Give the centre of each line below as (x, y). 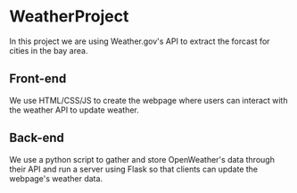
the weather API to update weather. (74, 110)
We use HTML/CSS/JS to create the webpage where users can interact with (148, 100)
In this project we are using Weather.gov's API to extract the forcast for (140, 41)
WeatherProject (69, 17)
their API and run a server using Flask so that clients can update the (134, 169)
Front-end (38, 79)
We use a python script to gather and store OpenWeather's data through (142, 159)
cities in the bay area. (49, 50)
